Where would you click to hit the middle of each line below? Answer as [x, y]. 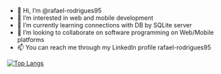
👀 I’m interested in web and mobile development [85, 18]
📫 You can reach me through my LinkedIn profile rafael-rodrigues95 [114, 47]
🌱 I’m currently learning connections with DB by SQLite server [104, 25]
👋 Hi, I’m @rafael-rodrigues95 [59, 11]
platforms [31, 40]
